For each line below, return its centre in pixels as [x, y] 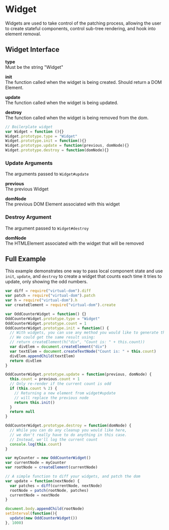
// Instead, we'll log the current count [54, 440]
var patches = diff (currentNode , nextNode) [56, 486]
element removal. [23, 34]
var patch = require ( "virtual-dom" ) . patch [50, 296]
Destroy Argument [28, 217]
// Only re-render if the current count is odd [61, 384]
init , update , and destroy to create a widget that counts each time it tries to [83, 276]
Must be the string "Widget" [34, 67]
